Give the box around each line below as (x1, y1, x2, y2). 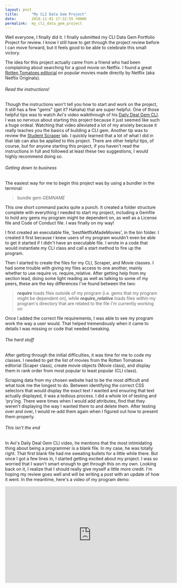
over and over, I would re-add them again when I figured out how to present (5, 408, 158, 414)
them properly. (5, 413, 35, 419)
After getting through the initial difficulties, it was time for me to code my (5, 352, 152, 358)
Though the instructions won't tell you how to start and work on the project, (5, 102, 158, 107)
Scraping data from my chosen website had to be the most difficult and (5, 377, 149, 383)
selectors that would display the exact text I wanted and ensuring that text (5, 387, 155, 393)
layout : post (5, 7, 32, 12)
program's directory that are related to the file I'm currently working (17, 300, 154, 307)
